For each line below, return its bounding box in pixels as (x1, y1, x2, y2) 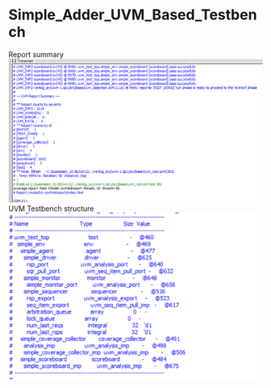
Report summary (8, 49, 65, 59)
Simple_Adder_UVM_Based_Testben (8, 6, 257, 24)
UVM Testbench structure (8, 204, 94, 213)
